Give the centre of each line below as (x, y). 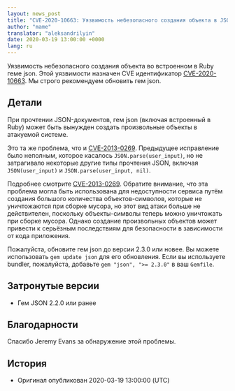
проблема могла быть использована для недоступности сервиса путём (115, 191)
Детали (25, 103)
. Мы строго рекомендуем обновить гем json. (93, 81)
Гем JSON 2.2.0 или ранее (57, 303)
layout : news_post (34, 14)
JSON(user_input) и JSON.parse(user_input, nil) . (79, 170)
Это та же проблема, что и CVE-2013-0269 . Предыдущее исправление (113, 148)
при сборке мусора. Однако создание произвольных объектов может (112, 221)
